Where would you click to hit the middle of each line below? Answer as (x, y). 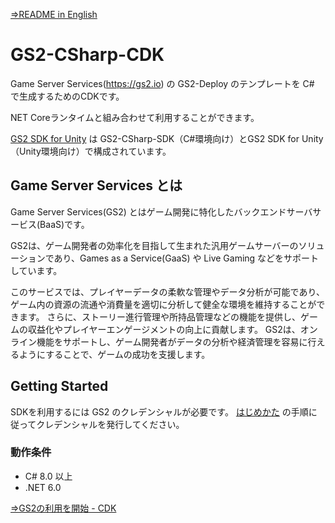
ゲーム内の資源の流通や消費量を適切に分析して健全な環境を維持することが (163, 304)
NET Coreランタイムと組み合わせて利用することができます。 (135, 117)
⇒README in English (54, 14)
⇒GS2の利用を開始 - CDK (63, 508)
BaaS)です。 (64, 224)
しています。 (36, 270)
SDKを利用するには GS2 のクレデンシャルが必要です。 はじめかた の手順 (159, 411)
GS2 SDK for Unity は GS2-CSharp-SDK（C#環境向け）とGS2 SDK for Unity (167, 138)
